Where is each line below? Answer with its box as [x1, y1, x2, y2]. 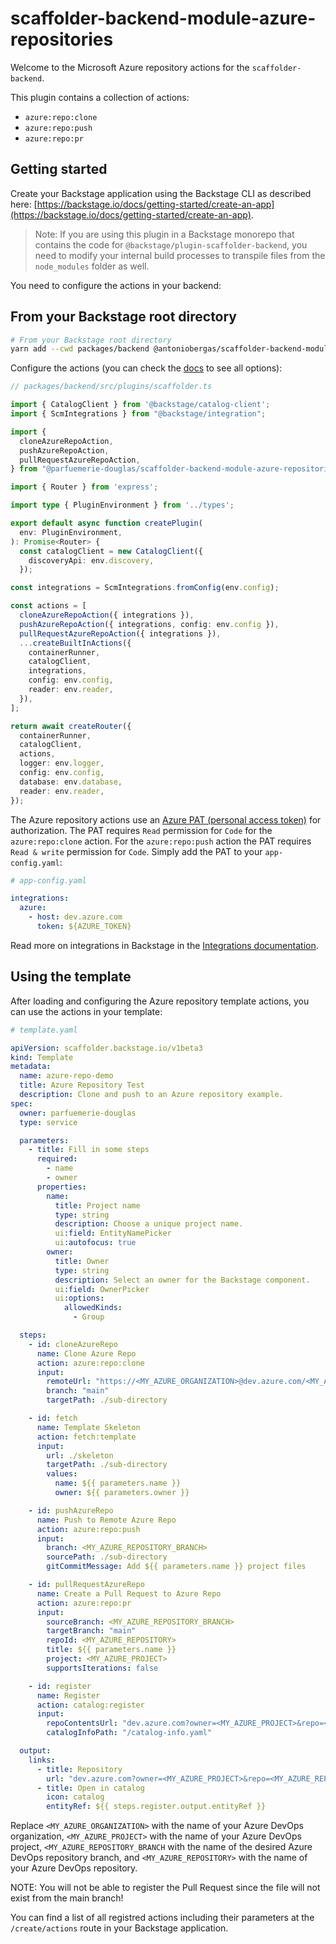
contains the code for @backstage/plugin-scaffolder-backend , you [34, 238, 308, 251]
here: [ [10, 198, 38, 210]
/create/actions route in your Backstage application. [10, 1922, 229, 1934]
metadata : [10, 1062, 52, 1072]
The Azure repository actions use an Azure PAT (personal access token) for [10, 813, 322, 826]
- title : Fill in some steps [28, 1145, 150, 1155]
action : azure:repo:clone [36, 1358, 145, 1368]
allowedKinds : [63, 1303, 123, 1313]
